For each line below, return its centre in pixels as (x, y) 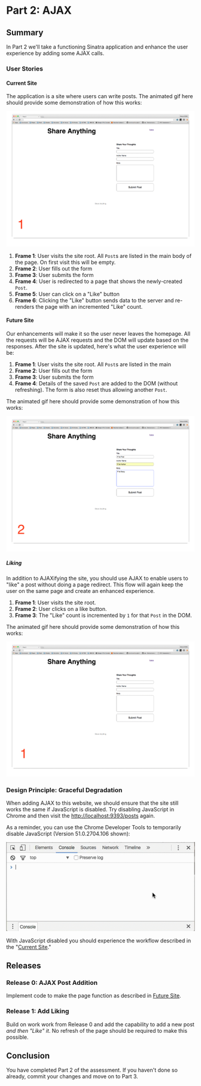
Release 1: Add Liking (38, 1011)
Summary (25, 33)
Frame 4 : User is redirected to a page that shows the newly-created (98, 281)
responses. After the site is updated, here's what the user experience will (96, 346)
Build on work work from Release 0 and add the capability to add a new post (100, 1024)
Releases (24, 965)
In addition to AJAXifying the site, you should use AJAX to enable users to (97, 578)
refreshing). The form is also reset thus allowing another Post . (91, 390)
